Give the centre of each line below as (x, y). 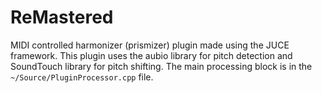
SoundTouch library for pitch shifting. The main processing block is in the (161, 66)
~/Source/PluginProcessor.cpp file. (82, 77)
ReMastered (62, 17)
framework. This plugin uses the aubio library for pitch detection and (151, 55)
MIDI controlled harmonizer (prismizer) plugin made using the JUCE (150, 45)
